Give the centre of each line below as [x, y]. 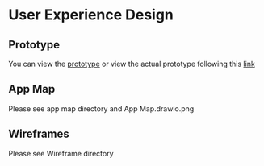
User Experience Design [91, 15]
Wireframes [39, 134]
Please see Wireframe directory [61, 153]
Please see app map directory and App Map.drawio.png [101, 108]
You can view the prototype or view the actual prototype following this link [132, 64]
